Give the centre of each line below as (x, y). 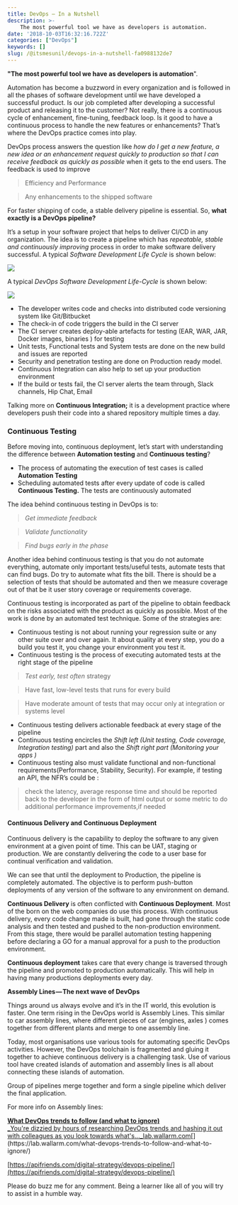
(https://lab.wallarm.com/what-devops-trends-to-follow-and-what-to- (110, 1143)
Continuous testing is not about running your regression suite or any (117, 632)
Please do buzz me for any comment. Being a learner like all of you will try (115, 1186)
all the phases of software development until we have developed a (104, 95)
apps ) (27, 755)
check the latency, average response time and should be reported (121, 792)
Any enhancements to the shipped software (89, 197)
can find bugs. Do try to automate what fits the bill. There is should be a (112, 574)
